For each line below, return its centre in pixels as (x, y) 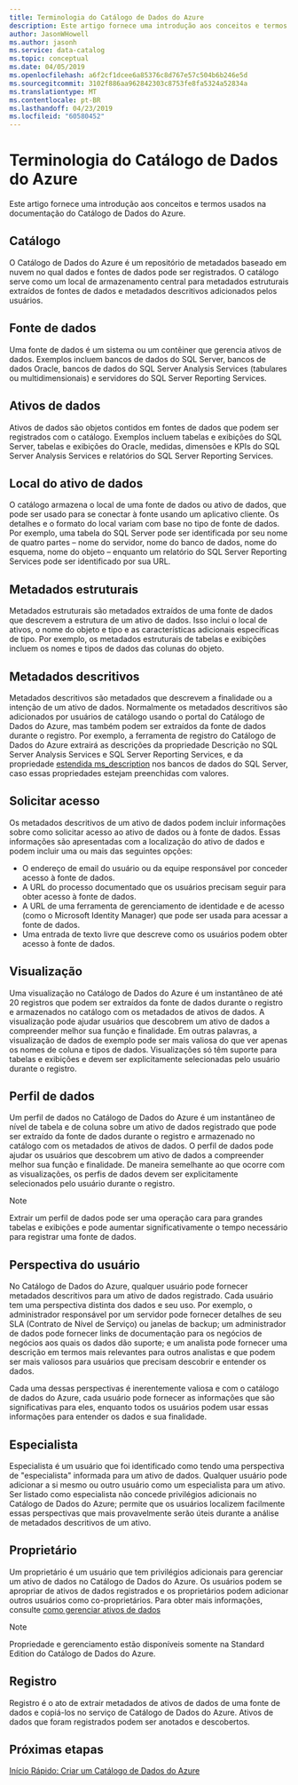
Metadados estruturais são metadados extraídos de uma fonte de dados (141, 611)
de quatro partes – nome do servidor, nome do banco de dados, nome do (143, 543)
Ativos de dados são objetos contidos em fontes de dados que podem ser (144, 427)
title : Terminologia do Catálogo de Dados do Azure (106, 17)
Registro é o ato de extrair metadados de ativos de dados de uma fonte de (145, 1702)
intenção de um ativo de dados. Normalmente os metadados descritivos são (149, 707)
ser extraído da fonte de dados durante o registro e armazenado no (132, 1137)
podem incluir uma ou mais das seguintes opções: (101, 851)
